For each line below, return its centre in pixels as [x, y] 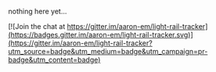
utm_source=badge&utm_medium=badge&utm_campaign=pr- [108, 51]
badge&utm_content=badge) [54, 59]
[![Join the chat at [37, 26]
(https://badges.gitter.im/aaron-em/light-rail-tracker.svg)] [101, 35]
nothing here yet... [38, 11]
